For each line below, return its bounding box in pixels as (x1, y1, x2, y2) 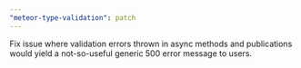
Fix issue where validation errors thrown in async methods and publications (9, 38, 293, 49)
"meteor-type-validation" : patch (9, 13, 136, 23)
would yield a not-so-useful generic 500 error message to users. (9, 47, 253, 59)
